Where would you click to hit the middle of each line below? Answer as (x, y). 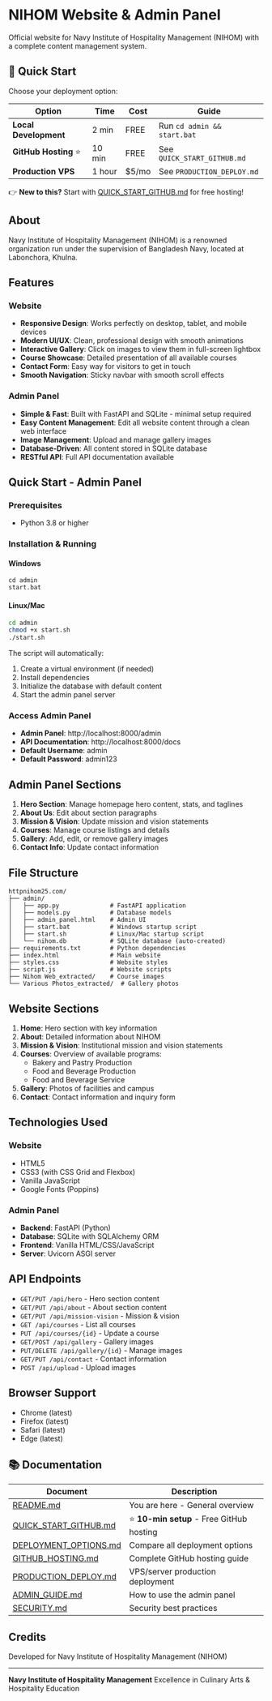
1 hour (104, 171)
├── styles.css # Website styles (88, 962)
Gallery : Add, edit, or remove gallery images (94, 839)
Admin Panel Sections (65, 784)
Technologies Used (58, 1123)
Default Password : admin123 (68, 759)
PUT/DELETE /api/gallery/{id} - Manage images (101, 1350)
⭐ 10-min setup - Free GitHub (188, 1519)
